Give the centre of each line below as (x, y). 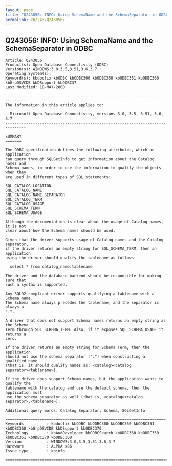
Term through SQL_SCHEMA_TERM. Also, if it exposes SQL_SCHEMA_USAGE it (84, 330)
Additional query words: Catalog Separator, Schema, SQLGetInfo (75, 411)
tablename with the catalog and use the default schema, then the (78, 388)
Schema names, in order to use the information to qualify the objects (83, 168)
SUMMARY (14, 137)
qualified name (21, 361)
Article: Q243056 (24, 60)
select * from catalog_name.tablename (51, 267)
